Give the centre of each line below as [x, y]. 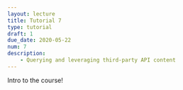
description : [27, 54]
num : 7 [17, 47]
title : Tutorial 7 [34, 21]
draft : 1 [20, 34]
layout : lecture [31, 14]
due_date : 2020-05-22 [39, 40]
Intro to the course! [35, 80]
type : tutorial [30, 27]
